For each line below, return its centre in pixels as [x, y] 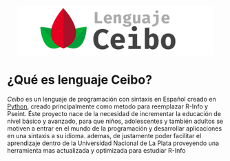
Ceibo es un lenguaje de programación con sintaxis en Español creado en [112, 99]
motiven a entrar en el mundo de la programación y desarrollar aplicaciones [115, 128]
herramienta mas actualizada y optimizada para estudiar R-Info [96, 150]
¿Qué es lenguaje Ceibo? [80, 80]
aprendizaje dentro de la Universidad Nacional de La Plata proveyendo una [113, 143]
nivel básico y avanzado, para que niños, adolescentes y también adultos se [115, 121]
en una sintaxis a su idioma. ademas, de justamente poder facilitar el [104, 135]
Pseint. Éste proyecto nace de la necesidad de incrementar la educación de [114, 113]
